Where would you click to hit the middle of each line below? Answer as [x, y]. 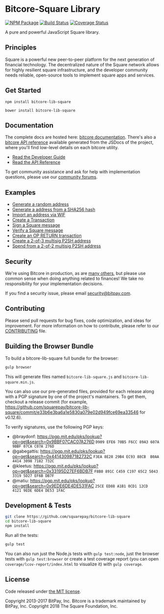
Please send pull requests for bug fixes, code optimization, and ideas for [78, 320]
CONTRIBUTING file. [26, 331]
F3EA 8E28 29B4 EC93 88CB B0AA [126, 457]
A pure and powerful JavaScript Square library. [52, 32]
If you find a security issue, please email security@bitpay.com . [68, 293]
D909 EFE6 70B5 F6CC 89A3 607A [127, 442]
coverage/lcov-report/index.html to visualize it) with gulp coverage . [74, 564]
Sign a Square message [36, 225]
